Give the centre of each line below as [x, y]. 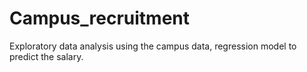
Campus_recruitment [100, 18]
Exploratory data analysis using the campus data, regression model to [153, 46]
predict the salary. [46, 56]
